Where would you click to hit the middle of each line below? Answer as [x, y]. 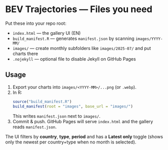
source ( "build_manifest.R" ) [42, 102]
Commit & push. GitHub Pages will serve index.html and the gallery [83, 121]
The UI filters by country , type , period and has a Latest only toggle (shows [84, 136]
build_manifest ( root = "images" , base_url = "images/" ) [73, 106]
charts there [25, 54]
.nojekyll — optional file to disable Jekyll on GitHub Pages [74, 59]
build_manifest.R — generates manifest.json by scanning [73, 38]
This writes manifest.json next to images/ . [56, 116]
